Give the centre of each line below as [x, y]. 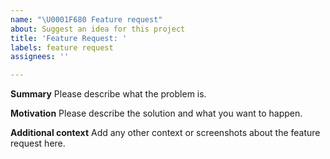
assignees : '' [40, 57]
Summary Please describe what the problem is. [108, 94]
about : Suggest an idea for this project [98, 29]
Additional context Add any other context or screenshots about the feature [165, 133]
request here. [38, 143]
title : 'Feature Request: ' [69, 38]
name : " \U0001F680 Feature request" [86, 19]
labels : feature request [62, 47]
